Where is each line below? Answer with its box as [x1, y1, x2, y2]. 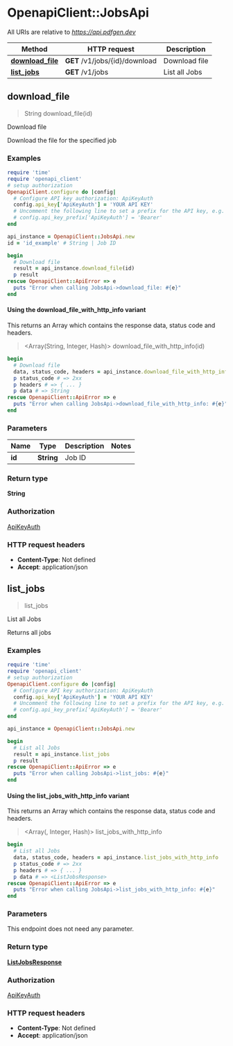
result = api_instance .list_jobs [13, 751, 110, 758]
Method [21, 44, 48, 53]
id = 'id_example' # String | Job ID [7, 239, 116, 247]
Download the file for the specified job [7, 136, 116, 144]
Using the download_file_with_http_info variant [7, 306, 146, 314]
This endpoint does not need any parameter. [7, 925, 134, 933]
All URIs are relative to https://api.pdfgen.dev [7, 28, 137, 36]
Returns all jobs [7, 628, 52, 636]
